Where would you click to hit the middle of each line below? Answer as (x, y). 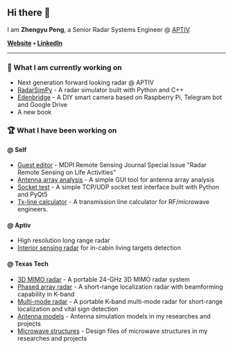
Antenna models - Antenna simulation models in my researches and (114, 316)
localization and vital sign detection (68, 309)
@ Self (17, 149)
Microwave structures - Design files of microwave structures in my (112, 331)
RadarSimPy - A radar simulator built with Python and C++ (100, 90)
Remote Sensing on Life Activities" (67, 172)
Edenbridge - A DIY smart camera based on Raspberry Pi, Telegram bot (120, 97)
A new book (34, 112)
